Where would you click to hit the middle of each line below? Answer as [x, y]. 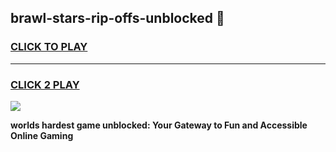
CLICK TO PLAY [49, 47]
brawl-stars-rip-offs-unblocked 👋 [117, 18]
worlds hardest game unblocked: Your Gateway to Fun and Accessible [159, 125]
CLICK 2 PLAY [45, 84]
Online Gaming [42, 135]
